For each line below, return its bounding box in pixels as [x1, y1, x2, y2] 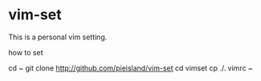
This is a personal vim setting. [8, 32, 108, 42]
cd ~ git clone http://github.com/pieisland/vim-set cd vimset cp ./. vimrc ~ [8, 63, 253, 73]
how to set [8, 47, 43, 57]
